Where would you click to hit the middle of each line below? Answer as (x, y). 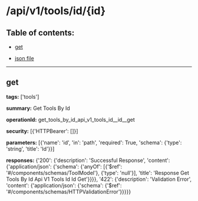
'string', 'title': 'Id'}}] (30, 148)
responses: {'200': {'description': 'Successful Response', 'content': (88, 160)
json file (24, 58)
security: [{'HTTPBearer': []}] (42, 131)
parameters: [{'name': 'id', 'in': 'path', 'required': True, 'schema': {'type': (94, 142)
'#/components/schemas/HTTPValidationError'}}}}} (69, 192)
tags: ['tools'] (23, 96)
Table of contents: (40, 33)
